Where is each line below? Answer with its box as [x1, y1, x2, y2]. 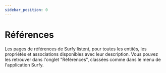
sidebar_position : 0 [5, 7, 48, 13]
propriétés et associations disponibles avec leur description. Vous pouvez [5, 51, 158, 57]
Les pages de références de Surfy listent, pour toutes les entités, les [5, 46, 147, 52]
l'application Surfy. [5, 61, 44, 68]
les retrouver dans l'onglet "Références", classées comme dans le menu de [5, 56, 161, 62]
